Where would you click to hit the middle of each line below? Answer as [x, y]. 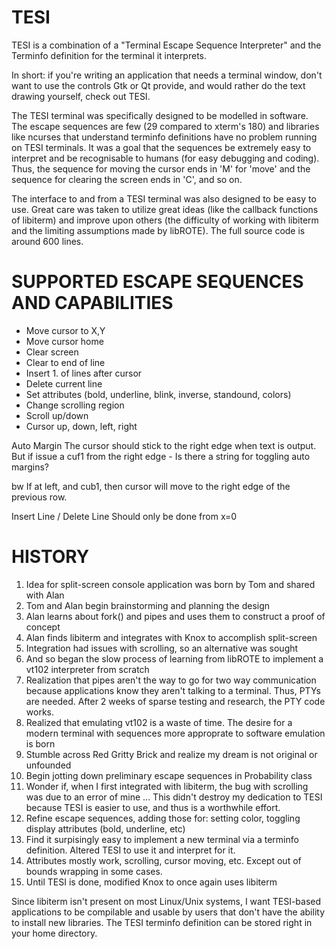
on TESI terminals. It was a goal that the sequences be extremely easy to [161, 147]
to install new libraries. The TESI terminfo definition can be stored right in [162, 922]
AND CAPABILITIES [92, 303]
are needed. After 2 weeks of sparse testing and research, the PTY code [175, 701]
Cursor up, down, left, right [81, 426]
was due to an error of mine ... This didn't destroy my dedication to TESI [174, 797]
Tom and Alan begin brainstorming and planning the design [148, 605]
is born [40, 743]
